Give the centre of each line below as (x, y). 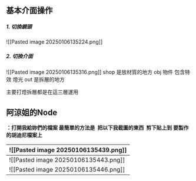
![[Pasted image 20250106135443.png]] (67, 160)
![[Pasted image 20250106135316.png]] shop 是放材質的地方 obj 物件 (90, 72)
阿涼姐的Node (32, 112)
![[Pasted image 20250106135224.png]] (54, 42)
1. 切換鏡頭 (19, 27)
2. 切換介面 (20, 56)
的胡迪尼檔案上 (24, 135)
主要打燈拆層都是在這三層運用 (42, 92)
